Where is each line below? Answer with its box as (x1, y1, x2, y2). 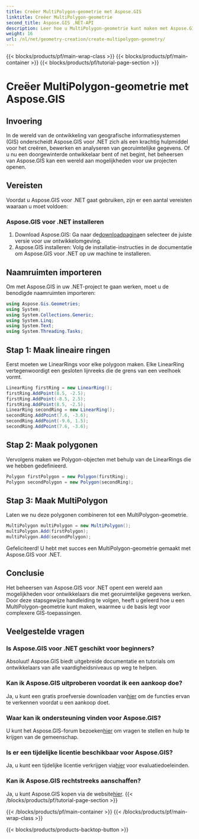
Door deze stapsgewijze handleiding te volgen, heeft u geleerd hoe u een (6, 596, 185, 604)
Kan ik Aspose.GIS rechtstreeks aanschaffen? (6, 777, 141, 785)
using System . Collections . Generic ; (6, 312, 94, 318)
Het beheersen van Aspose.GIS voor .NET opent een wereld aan (6, 584, 163, 591)
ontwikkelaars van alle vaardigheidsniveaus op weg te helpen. (6, 664, 158, 671)
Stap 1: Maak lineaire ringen (6, 345, 111, 355)
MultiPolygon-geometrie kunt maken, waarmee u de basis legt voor (6, 603, 171, 610)
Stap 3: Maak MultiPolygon (6, 495, 108, 505)
